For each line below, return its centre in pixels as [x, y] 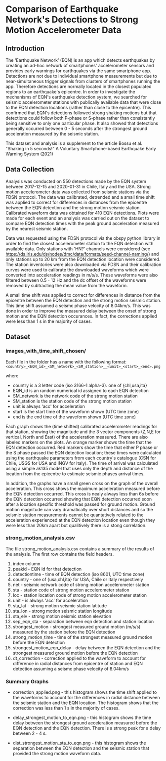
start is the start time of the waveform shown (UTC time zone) [76, 411]
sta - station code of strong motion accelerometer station [71, 590]
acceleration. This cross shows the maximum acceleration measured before [83, 489]
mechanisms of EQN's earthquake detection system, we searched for [76, 97]
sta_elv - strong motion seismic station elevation [62, 616]
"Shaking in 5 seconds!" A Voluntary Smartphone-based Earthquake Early [81, 149]
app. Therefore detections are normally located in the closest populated [79, 87]
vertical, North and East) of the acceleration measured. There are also [77, 437]
